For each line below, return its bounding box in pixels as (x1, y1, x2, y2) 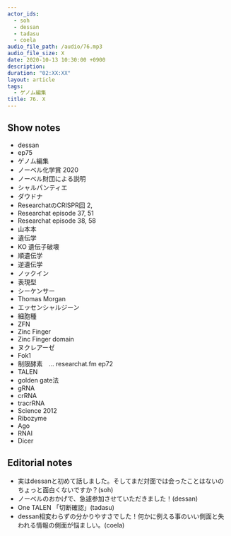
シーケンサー (17, 286, 55, 295)
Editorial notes (7, 457, 73, 469)
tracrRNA (17, 399, 45, 407)
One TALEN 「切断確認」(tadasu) (17, 503, 115, 511)
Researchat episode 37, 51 (17, 209, 94, 217)
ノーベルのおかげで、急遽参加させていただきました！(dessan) (17, 494, 199, 503)
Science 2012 (17, 406, 58, 414)
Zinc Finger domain (17, 334, 74, 343)
